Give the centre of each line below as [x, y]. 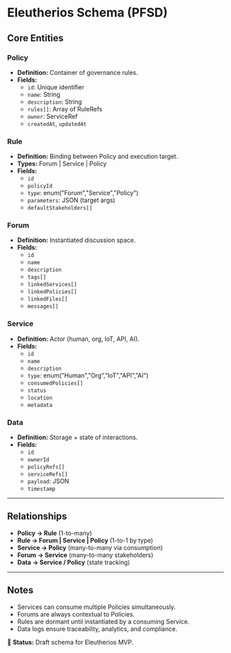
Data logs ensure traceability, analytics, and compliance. [97, 629]
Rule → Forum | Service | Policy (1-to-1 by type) [85, 540]
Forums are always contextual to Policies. [76, 614]
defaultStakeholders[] [60, 208]
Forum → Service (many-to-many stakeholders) [85, 555]
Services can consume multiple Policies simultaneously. [96, 607]
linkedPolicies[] [52, 292]
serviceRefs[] [47, 475]
